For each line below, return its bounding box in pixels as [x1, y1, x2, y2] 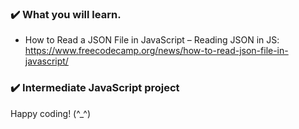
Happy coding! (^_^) [10, 107, 92, 119]
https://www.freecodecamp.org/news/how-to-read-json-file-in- [24, 45, 289, 57]
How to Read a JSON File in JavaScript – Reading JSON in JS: [24, 34, 280, 46]
